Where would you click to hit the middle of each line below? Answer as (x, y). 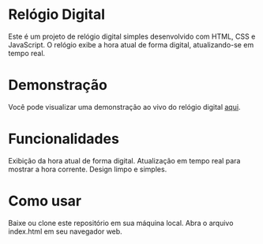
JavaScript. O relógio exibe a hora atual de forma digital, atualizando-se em (131, 44)
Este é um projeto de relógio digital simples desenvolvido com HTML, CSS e (132, 36)
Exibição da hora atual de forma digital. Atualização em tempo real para (124, 160)
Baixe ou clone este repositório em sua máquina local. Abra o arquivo (121, 223)
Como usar (45, 201)
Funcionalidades (64, 139)
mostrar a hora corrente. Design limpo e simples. (88, 169)
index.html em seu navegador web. (65, 231)
